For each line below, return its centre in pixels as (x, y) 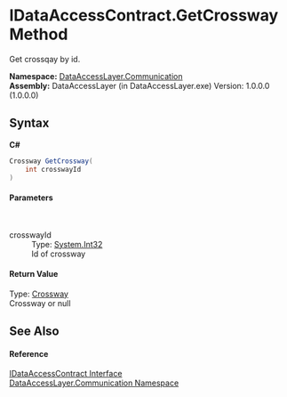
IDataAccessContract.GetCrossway (144, 16)
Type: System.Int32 (67, 244)
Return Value (34, 274)
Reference (29, 353)
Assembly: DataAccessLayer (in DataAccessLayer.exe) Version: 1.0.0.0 (140, 85)
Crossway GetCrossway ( (51, 161)
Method (39, 34)
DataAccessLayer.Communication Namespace (94, 383)
